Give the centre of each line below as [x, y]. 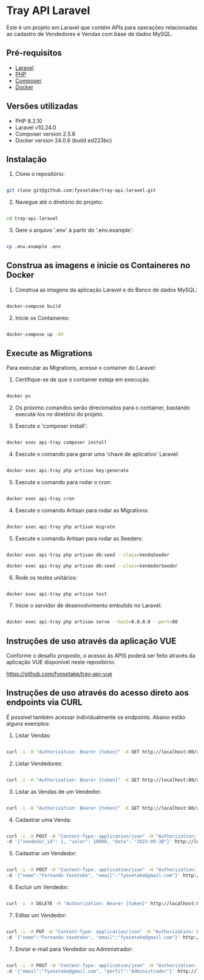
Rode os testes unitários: [46, 577]
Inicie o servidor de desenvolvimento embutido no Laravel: [88, 605]
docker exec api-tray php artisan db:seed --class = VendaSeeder [88, 555]
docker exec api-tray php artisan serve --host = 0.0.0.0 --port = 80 [92, 622]
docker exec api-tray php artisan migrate [61, 527]
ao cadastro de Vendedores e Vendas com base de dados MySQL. [90, 33]
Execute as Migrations [49, 353]
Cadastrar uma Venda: [43, 819]
